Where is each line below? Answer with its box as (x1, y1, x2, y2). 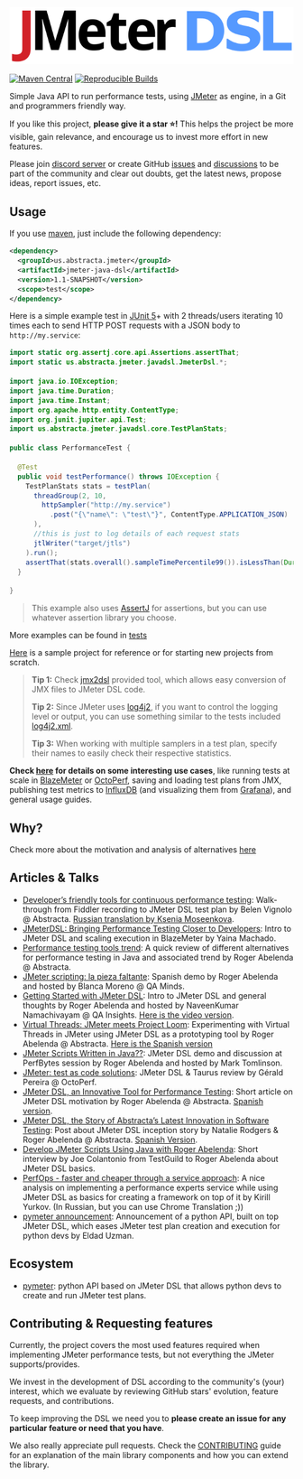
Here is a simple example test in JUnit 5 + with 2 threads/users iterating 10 (9, 311, 284, 321)
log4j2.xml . (31, 721, 74, 731)
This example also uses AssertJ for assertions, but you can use (31, 603, 268, 614)
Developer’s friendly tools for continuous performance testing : (22, 894, 254, 905)
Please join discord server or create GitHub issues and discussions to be (9, 159, 280, 170)
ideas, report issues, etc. (9, 178, 102, 189)
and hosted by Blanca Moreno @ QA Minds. (22, 981, 185, 991)
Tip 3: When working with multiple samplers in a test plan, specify (31, 739, 278, 749)
